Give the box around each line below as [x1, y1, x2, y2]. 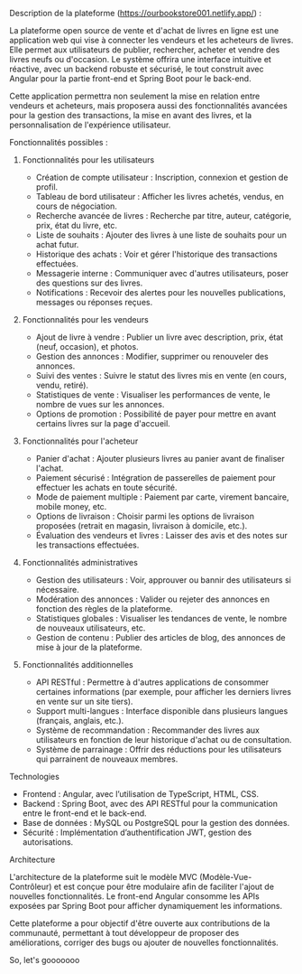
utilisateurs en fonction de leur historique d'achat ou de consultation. [35, 735, 292, 745]
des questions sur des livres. [35, 277, 143, 288]
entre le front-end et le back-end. [22, 808, 147, 819]
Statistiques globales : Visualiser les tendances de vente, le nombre [35, 613, 288, 623]
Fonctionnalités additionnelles [22, 660, 133, 670]
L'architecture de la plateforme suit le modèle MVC [9, 872, 198, 882]
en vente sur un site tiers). [35, 696, 133, 707]
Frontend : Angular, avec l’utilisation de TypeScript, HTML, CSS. [22, 789, 260, 799]
